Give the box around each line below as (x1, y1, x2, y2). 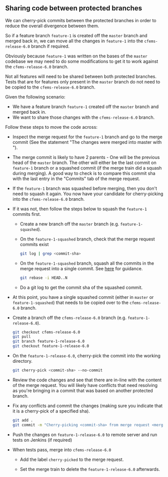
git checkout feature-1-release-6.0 (12, 344, 89, 349)
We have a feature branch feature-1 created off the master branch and (12, 103, 159, 110)
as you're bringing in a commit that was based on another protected (12, 387, 153, 393)
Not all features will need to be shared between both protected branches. (5, 73, 157, 79)
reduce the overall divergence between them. (5, 23, 99, 29)
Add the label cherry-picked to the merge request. (20, 456, 124, 462)
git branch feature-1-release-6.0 (12, 339, 85, 344)
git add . (12, 418, 34, 423)
